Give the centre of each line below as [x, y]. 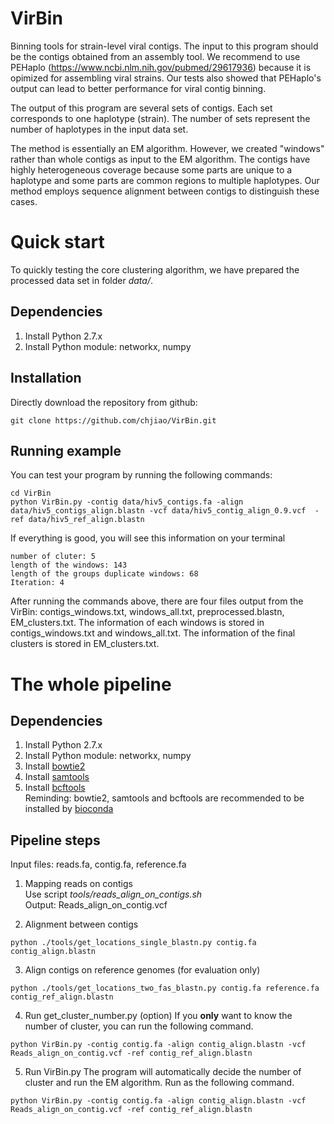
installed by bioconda [69, 809]
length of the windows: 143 [69, 565]
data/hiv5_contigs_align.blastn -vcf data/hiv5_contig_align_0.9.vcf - [165, 511]
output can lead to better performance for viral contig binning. [138, 88]
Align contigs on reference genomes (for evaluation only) [142, 970]
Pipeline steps [55, 840]
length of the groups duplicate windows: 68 [104, 574]
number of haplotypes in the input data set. [99, 129]
